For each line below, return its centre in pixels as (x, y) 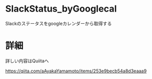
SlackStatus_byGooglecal (61, 9)
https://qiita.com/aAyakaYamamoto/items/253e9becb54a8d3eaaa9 (76, 71)
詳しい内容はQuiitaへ (27, 61)
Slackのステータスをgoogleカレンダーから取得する (59, 23)
